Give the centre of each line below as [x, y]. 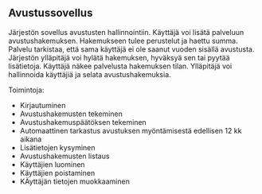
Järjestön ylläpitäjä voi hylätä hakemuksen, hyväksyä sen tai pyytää [119, 57]
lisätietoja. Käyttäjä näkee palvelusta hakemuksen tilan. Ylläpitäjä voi [120, 66]
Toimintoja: [26, 90]
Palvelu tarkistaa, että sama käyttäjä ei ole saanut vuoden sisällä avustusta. [131, 49]
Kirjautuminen [43, 105]
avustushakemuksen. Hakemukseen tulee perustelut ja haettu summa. [123, 41]
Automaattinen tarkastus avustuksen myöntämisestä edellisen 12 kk [131, 130]
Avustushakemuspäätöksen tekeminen [83, 122]
